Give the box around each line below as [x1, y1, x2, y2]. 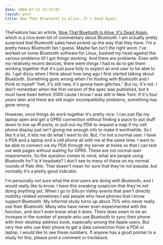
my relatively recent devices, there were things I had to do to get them [5, 60, 146, 66]
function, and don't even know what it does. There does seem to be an [5, 209, 147, 215]
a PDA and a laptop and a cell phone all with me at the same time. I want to [5, 137, 155, 143]
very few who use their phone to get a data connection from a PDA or [5, 225, 145, 230]
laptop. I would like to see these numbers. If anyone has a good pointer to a [5, 229, 156, 235]
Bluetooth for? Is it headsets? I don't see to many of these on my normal [5, 158, 149, 164]
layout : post [5, 12, 32, 17]
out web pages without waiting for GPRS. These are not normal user [5, 148, 142, 153]
